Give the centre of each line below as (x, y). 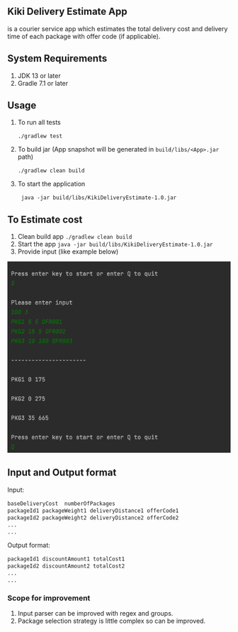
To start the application (51, 184)
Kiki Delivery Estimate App (67, 12)
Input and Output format (62, 473)
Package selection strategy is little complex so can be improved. (112, 621)
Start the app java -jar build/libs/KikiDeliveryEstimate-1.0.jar (115, 244)
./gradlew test (40, 136)
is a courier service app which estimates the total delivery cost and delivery (118, 28)
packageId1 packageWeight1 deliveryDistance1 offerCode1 (93, 510)
